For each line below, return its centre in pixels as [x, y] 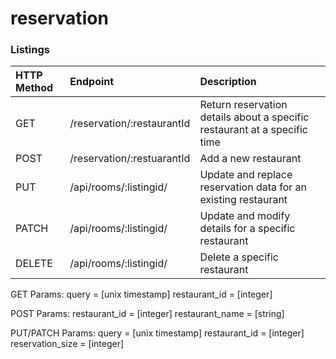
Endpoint [92, 82]
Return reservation [243, 105]
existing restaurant [243, 200]
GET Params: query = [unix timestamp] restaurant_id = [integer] [141, 294]
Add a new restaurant [250, 159]
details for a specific [247, 229]
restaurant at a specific [253, 130]
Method [34, 88]
